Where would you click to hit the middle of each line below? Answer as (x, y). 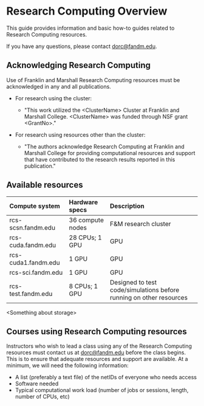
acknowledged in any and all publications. (59, 86)
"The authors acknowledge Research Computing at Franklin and (104, 146)
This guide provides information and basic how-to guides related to (90, 28)
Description (127, 206)
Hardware (83, 202)
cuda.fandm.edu (33, 245)
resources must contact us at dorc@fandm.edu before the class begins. (96, 353)
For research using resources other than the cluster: (80, 134)
